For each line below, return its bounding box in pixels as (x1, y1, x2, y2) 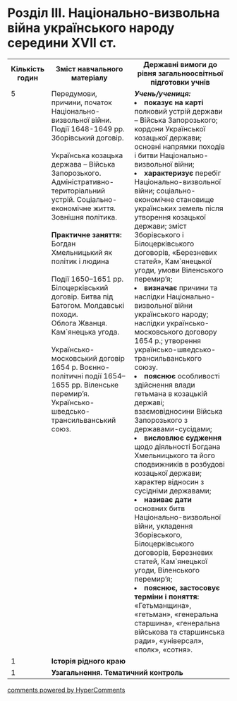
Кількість (11, 64, 44, 73)
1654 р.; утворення (134, 335, 201, 345)
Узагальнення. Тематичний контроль (51, 667, 183, 677)
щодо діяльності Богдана (134, 441, 221, 451)
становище (176, 194, 214, 204)
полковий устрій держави (134, 106, 224, 116)
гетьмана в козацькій (134, 388, 208, 398)
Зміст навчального (55, 64, 123, 73)
